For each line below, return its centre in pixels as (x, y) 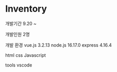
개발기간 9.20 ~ (21, 23)
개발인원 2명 (17, 34)
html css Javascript (26, 55)
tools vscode (19, 65)
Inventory (26, 9)
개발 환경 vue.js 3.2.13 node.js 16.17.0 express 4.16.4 (59, 45)
